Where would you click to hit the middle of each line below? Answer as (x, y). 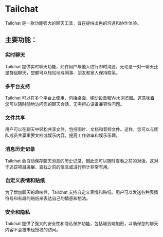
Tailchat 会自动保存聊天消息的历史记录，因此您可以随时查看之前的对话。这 (80, 161)
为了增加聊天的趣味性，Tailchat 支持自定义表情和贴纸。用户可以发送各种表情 (82, 192)
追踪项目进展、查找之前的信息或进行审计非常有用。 (60, 167)
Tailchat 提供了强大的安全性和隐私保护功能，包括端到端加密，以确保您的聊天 (82, 224)
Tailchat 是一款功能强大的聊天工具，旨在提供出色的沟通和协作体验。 (73, 23)
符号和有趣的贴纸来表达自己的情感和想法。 (48, 198)
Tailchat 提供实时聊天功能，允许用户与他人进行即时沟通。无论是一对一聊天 (80, 66)
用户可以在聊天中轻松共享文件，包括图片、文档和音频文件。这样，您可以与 (80, 129)
